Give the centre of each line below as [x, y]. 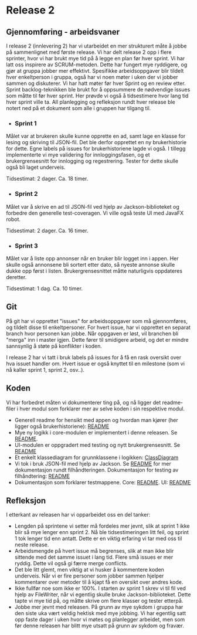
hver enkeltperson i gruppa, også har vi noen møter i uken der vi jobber [92, 77]
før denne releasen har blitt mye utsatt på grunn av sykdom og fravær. [99, 626]
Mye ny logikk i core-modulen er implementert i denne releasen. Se [96, 432]
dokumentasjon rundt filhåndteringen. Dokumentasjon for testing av [96, 470]
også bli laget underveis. [36, 167]
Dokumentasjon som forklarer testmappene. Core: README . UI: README [103, 482]
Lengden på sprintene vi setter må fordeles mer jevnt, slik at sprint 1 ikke [102, 526]
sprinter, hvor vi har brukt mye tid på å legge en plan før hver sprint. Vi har [96, 58]
